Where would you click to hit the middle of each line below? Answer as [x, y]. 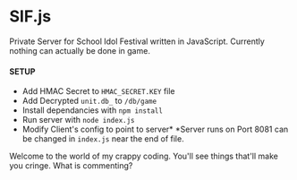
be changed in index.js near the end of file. [103, 139]
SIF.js [30, 17]
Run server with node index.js [79, 120]
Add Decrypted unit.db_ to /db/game [89, 101]
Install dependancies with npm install [93, 110]
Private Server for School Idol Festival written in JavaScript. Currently [137, 41]
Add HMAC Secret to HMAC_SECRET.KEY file [99, 91]
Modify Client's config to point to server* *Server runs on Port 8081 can [155, 129]
